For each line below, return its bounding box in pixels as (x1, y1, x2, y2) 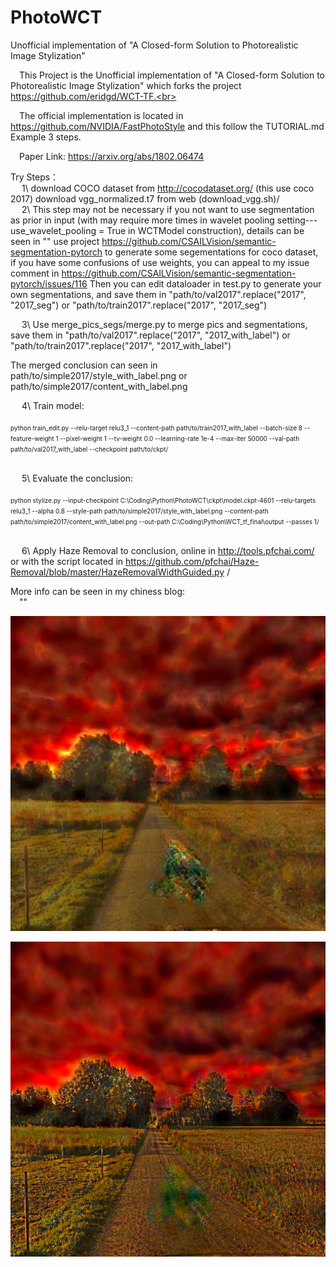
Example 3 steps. (10, 131, 82, 143)
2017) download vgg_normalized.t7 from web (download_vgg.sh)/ (10, 192, 280, 205)
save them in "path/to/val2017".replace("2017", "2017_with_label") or (10, 329, 291, 341)
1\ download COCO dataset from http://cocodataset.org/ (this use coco (21, 182, 315, 194)
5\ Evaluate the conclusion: (21, 472, 134, 484)
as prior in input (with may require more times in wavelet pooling (10, 214, 275, 226)
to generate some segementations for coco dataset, (104, 246, 319, 258)
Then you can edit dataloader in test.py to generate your (89, 277, 322, 290)
